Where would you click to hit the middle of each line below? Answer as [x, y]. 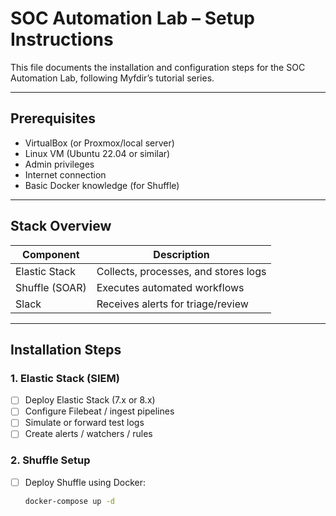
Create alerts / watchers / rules [88, 434]
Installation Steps [66, 349]
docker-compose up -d [69, 501]
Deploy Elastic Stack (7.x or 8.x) [90, 400]
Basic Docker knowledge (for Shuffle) [102, 185]
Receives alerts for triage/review [172, 304]
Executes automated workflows [170, 287]
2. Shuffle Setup [50, 460]
